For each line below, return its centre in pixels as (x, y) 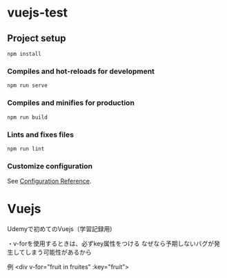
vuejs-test (37, 13)
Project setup (37, 38)
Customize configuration (50, 166)
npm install (24, 54)
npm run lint (26, 149)
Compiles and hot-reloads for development (81, 71)
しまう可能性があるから (58, 252)
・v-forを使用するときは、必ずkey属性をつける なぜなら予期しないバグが (111, 244)
